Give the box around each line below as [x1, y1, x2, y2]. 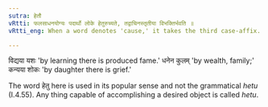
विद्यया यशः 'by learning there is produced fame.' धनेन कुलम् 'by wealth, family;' [8, 56, 255, 65]
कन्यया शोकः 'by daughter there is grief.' [8, 65, 132, 75]
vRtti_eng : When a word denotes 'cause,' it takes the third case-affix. [8, 27, 262, 35]
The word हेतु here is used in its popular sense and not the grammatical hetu [8, 81, 258, 91]
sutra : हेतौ [8, 11, 42, 20]
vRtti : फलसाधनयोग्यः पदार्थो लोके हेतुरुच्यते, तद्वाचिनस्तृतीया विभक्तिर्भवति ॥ [8, 19, 195, 27]
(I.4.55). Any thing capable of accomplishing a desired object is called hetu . [8, 90, 259, 100]
